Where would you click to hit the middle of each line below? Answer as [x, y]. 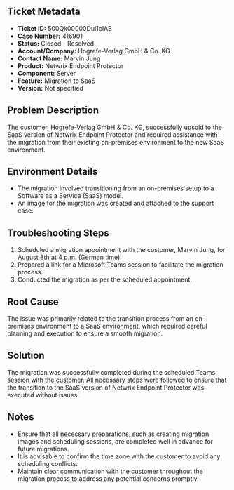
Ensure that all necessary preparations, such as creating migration [113, 434]
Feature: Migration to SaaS [56, 81]
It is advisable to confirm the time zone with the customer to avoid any [119, 456]
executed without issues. [43, 395]
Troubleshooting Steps [58, 233]
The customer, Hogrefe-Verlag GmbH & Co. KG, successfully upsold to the [115, 127]
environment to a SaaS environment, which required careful [121, 326]
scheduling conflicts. [48, 463]
